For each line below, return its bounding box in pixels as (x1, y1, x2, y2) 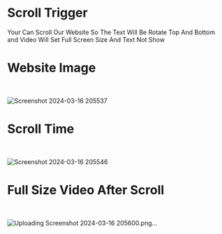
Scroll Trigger (7, 5, 89, 21)
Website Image (7, 60, 96, 76)
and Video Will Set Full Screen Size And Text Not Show (7, 35, 165, 43)
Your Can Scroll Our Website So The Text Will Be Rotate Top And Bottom (7, 28, 215, 36)
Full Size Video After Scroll (7, 182, 165, 198)
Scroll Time (7, 121, 75, 137)
